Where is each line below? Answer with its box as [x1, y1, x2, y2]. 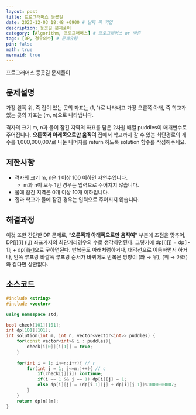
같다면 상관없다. [12, 261, 49, 268]
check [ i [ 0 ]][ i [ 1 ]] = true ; [27, 344, 93, 349]
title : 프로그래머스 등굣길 [6, 14, 63, 20]
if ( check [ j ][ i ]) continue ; [37, 371, 104, 377]
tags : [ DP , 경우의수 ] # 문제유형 [6, 36, 78, 42]
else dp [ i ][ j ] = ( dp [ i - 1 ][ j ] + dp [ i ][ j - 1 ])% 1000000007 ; [37, 382, 177, 388]
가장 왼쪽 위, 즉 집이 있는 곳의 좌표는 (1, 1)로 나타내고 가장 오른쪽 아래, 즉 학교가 [6, 104, 187, 111]
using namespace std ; [6, 311, 59, 317]
